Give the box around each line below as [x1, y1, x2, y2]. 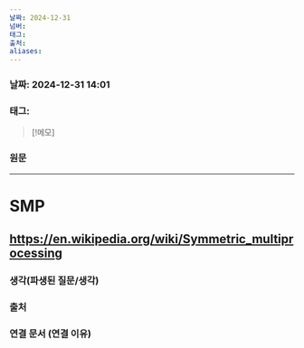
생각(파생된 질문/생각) [9, 275, 100, 287]
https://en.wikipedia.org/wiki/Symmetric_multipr [9, 231, 294, 247]
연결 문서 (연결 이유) [9, 327, 92, 340]
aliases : [9, 47, 43, 56]
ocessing [9, 246, 63, 261]
